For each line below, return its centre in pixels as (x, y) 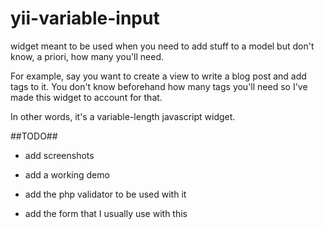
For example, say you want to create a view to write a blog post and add (158, 76)
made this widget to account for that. (86, 97)
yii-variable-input (85, 18)
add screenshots (59, 155)
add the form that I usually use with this (106, 213)
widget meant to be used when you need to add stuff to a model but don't (162, 46)
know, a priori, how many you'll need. (87, 56)
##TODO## (34, 136)
